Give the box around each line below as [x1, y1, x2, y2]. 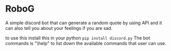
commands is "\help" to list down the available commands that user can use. [5, 40, 167, 46]
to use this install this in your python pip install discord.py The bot [5, 35, 151, 41]
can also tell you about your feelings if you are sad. [5, 25, 113, 31]
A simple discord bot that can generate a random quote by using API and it [5, 20, 162, 26]
